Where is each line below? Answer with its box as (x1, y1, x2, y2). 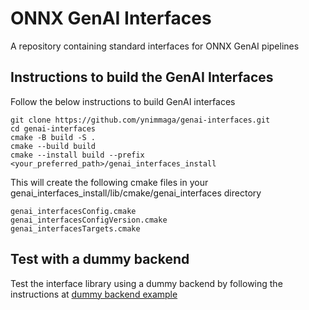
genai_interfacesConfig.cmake (10, 206, 137, 216)
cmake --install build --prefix (10, 150, 145, 160)
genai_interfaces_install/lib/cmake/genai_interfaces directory (10, 187, 262, 199)
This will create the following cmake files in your (10, 176, 209, 188)
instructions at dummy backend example (10, 288, 178, 300)
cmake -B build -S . (10, 132, 97, 142)
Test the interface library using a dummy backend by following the (10, 277, 283, 289)
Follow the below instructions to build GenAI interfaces (10, 95, 236, 107)
